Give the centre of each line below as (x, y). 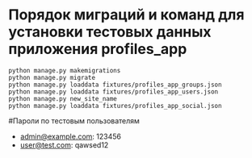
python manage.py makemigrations (65, 70)
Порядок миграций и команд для (126, 15)
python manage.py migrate (52, 77)
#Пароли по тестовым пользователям (74, 121)
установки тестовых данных (110, 32)
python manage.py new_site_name (63, 98)
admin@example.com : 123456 (70, 136)
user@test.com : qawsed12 (64, 145)
